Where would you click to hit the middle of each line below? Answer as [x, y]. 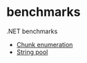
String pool [32, 52]
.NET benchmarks [32, 31]
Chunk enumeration [45, 44]
